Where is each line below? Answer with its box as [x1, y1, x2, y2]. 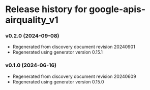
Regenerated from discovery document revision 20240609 [12, 73, 136, 79]
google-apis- [88, 4, 146, 15]
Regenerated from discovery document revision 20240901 [12, 44, 136, 50]
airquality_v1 [5, 14, 58, 26]
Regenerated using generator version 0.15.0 [12, 78, 104, 84]
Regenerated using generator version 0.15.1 [12, 49, 103, 55]
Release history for [5, 4, 87, 15]
